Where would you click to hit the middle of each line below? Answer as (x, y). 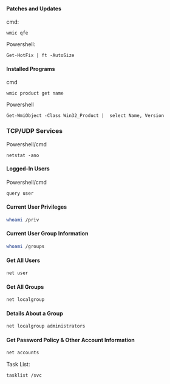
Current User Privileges (37, 207)
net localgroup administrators (46, 326)
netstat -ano (23, 155)
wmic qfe (17, 33)
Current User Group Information (47, 234)
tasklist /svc (24, 376)
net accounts (23, 353)
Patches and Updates (34, 8)
